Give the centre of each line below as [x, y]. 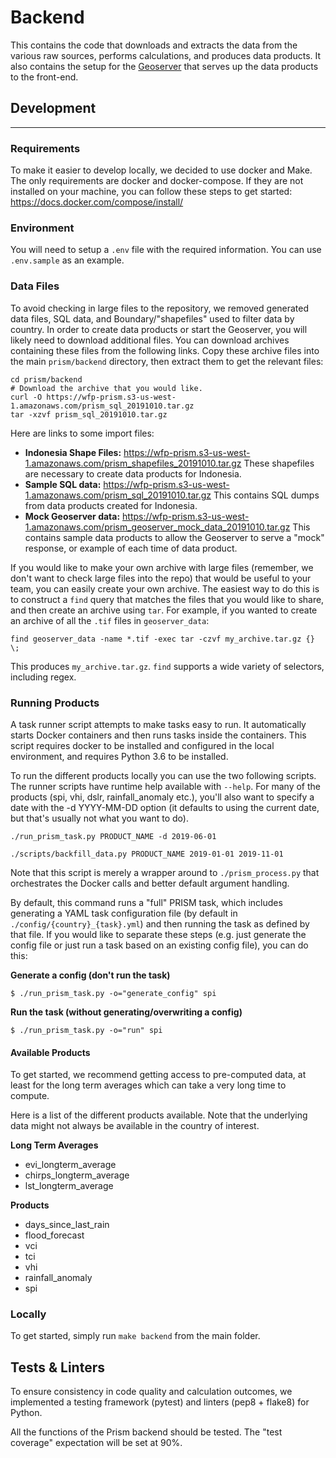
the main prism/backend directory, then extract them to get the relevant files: [167, 361]
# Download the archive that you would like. [106, 388]
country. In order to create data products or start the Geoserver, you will [159, 329]
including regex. [43, 677]
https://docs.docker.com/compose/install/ [97, 202]
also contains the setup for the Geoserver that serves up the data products [164, 66]
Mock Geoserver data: [72, 516]
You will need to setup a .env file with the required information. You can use [166, 250]
